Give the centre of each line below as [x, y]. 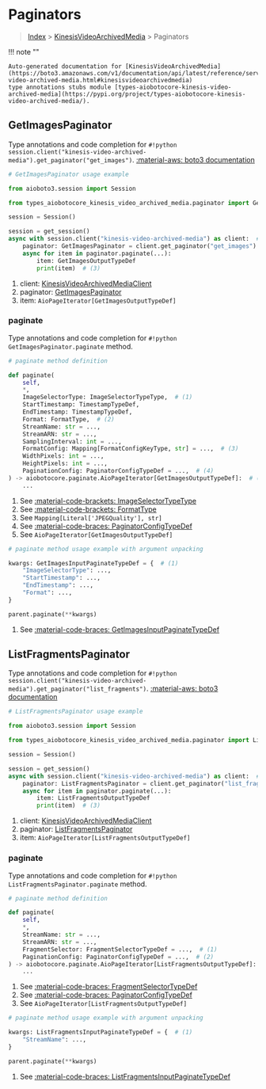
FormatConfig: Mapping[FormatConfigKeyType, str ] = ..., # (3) [131, 449]
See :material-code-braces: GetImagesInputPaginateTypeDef [120, 629]
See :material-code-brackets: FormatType [88, 509]
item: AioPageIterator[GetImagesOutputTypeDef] [98, 300]
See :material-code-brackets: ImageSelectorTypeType [108, 501]
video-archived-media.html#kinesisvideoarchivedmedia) [101, 80]
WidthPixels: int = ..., [63, 456]
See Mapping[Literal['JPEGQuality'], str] [91, 517]
